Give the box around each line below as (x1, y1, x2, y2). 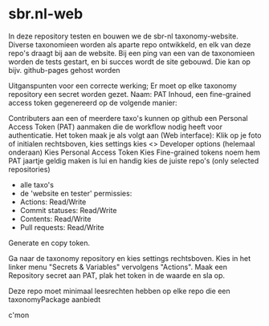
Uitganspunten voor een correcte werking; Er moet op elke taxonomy (8, 81, 237, 91)
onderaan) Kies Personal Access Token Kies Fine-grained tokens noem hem (8, 147, 261, 157)
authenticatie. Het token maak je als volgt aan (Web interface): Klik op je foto (8, 130, 262, 140)
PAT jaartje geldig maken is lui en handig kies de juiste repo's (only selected (8, 155, 259, 165)
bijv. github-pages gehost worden (8, 65, 120, 74)
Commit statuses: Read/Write (19, 205, 117, 215)
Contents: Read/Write (19, 214, 92, 223)
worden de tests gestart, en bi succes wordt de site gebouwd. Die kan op (8, 57, 251, 66)
